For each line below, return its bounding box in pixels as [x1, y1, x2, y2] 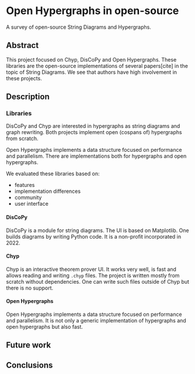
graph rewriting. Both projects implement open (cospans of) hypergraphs [6, 129, 182, 136]
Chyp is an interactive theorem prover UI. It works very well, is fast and [6, 266, 177, 273]
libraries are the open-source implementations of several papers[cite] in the [6, 62, 189, 69]
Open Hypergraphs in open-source [6, 4, 179, 18]
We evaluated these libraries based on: [6, 170, 100, 177]
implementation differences [14, 188, 81, 195]
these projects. [6, 74, 42, 81]
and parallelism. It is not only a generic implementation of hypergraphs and [6, 317, 187, 324]
